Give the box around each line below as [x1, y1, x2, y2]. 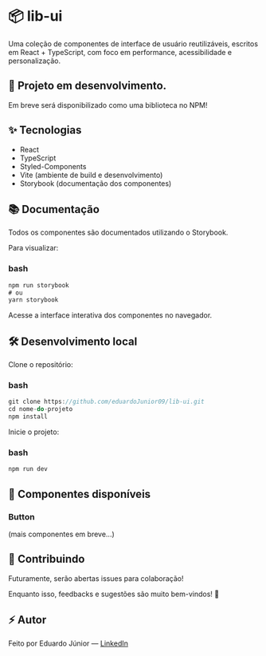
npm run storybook [8, 281, 69, 289]
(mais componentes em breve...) [8, 529, 115, 539]
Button [8, 511, 35, 522]
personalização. [8, 56, 61, 65]
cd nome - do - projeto [8, 405, 73, 413]
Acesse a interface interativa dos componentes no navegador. [8, 310, 213, 320]
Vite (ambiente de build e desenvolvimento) [19, 170, 163, 180]
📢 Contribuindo [8, 552, 85, 566]
